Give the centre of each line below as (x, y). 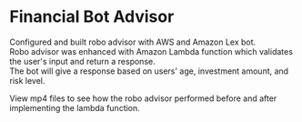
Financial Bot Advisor (92, 17)
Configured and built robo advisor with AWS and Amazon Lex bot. (133, 42)
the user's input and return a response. (83, 61)
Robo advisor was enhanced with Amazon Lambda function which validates (151, 51)
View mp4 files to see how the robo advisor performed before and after (143, 98)
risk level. (27, 80)
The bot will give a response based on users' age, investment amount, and (149, 71)
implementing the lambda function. (75, 107)
